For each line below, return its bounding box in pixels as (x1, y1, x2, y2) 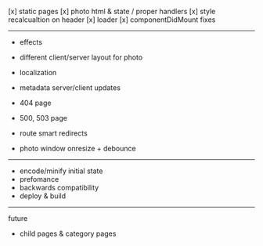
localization (19, 68, 57, 77)
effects (19, 38, 43, 46)
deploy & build (19, 191, 67, 201)
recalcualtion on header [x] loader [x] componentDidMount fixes (8, 15, 216, 24)
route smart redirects (19, 128, 88, 138)
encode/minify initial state (19, 166, 103, 175)
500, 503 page (19, 114, 68, 122)
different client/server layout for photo (19, 52, 143, 62)
